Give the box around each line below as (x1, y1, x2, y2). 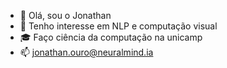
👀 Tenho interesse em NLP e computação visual (19, 20, 218, 32)
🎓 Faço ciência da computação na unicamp (19, 31, 203, 43)
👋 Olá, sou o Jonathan (19, 10, 112, 21)
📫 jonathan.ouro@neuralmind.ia (19, 46, 154, 58)
